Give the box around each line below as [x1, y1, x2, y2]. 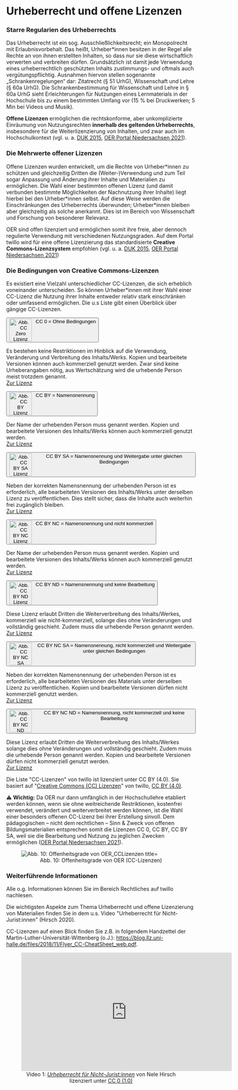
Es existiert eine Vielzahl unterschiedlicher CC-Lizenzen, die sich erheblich [6, 280, 192, 287]
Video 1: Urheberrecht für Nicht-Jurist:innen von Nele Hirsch [26, 1071, 176, 1078]
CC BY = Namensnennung [35, 392, 95, 398]
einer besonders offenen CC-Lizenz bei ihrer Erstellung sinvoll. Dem [6, 813, 175, 820]
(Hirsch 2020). [38, 916, 76, 923]
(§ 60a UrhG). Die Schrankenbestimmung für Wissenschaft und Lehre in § [6, 84, 189, 91]
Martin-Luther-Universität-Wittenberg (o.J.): [6, 934, 115, 941]
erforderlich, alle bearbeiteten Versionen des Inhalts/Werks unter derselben [6, 489, 194, 496]
